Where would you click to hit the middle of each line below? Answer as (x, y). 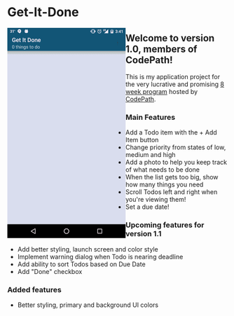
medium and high (151, 155)
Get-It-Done (43, 12)
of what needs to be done (163, 170)
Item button (142, 140)
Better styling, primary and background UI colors (88, 305)
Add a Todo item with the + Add (171, 132)
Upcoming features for (165, 225)
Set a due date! (147, 207)
